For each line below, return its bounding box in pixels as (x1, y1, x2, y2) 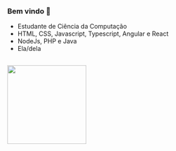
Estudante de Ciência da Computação (17, 22, 128, 31)
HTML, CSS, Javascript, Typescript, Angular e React (17, 29, 169, 38)
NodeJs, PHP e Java (17, 37, 77, 45)
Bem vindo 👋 (7, 6, 51, 16)
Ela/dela (17, 45, 41, 53)
